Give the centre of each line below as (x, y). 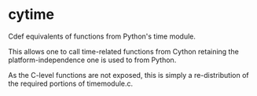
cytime (31, 15)
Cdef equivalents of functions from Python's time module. (102, 36)
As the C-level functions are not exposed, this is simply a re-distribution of (128, 75)
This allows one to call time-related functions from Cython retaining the (124, 51)
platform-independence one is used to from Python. (92, 60)
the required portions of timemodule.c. (71, 83)
